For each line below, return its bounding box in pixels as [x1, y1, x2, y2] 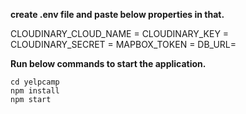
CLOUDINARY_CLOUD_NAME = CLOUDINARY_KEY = [10, 28, 230, 39]
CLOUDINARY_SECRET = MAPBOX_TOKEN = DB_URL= [10, 39, 237, 50]
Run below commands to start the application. [10, 58, 207, 69]
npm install [10, 86, 60, 96]
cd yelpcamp [10, 77, 60, 87]
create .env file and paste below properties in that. [10, 9, 225, 20]
